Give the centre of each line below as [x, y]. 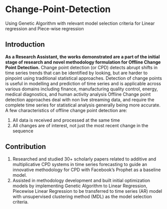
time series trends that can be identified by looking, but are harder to [76, 73]
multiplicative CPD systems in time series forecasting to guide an [80, 164]
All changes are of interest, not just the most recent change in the [80, 125]
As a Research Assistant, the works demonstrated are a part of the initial [82, 57]
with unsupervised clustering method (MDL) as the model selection [82, 196]
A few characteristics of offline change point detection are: [66, 110]
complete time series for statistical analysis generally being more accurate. [83, 105]
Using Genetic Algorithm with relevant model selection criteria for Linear [80, 23]
